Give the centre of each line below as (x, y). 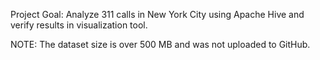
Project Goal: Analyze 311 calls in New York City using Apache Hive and (157, 14)
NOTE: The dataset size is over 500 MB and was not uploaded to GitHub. (160, 44)
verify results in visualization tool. (79, 25)
